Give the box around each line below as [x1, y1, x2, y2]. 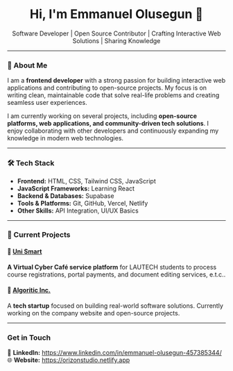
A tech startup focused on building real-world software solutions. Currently [7, 302, 224, 310]
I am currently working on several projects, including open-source [7, 112, 198, 120]
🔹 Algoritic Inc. [7, 286, 51, 295]
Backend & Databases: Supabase [17, 191, 114, 200]
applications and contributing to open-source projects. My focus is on [7, 83, 207, 92]
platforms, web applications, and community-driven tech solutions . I [7, 119, 209, 128]
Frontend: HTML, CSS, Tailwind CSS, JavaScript [17, 176, 156, 185]
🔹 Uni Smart [7, 247, 42, 256]
